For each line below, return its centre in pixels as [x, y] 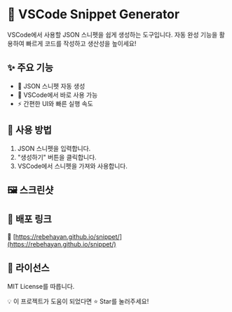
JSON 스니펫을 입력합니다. [54, 148]
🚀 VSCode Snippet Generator [94, 14]
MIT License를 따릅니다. [41, 286]
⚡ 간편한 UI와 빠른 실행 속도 [55, 103]
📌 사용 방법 [30, 130]
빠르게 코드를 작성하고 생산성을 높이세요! [81, 43]
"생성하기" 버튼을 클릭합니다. [57, 157]
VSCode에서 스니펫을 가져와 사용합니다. [72, 166]
